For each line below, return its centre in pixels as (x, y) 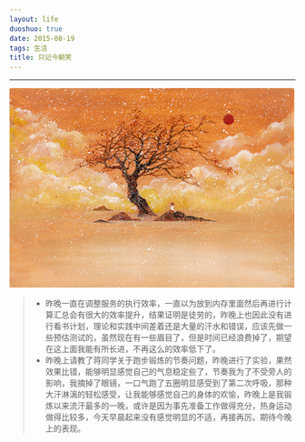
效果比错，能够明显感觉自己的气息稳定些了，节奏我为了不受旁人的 (168, 372)
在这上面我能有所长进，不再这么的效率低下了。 (133, 349)
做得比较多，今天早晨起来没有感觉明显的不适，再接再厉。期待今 (164, 417)
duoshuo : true (36, 29)
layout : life (34, 19)
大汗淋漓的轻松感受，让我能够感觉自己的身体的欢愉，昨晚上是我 (164, 395)
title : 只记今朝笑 (41, 58)
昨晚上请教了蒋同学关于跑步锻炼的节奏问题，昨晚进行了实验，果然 (168, 360)
